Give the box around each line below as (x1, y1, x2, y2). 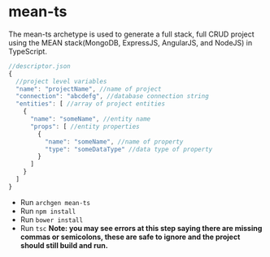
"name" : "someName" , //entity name (29, 115, 151, 123)
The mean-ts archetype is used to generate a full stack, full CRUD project (8, 29, 255, 39)
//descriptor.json (8, 62, 71, 71)
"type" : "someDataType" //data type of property (44, 145, 213, 153)
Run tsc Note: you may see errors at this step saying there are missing (20, 223, 263, 233)
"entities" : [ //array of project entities (15, 100, 165, 108)
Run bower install (20, 214, 84, 225)
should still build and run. (20, 240, 108, 250)
